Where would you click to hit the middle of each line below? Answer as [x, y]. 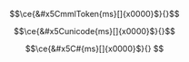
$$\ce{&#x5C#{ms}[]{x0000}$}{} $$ [94, 49]
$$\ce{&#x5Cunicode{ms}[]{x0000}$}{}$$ [94, 31]
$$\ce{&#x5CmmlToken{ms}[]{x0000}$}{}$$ [94, 14]
